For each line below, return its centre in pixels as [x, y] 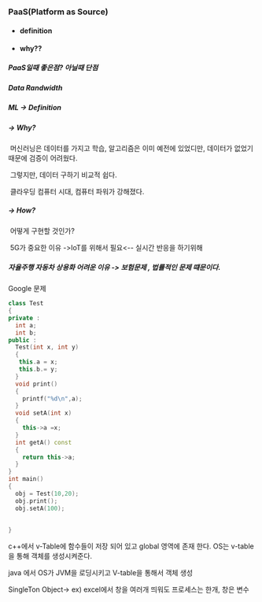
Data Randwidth [35, 88]
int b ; [26, 333]
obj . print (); [37, 501]
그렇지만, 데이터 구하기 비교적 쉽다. [63, 175]
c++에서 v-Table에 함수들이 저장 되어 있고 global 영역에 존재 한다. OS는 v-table [131, 546]
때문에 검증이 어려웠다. [43, 158]
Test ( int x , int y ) [47, 347]
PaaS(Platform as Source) [58, 12]
